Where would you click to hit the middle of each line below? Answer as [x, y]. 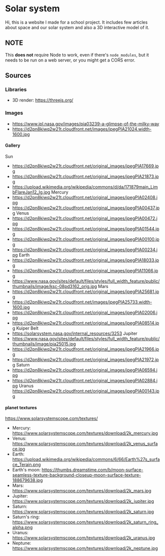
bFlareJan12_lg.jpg [31, 192]
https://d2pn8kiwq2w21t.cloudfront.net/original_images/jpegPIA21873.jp [85, 176]
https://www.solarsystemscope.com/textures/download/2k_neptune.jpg [85, 548]
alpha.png [22, 527]
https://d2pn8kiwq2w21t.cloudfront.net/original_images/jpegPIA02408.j [85, 197]
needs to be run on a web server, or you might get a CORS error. [70, 60]
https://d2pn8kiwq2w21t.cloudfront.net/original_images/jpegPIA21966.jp [86, 349]
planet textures [21, 407]
